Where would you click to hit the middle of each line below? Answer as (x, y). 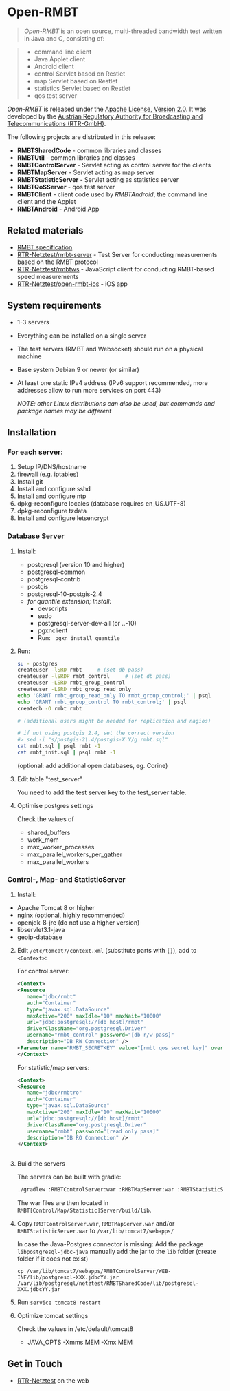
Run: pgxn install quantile (79, 637)
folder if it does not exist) (53, 1259)
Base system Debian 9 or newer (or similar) (78, 369)
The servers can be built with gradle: (69, 1177)
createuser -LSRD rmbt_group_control (71, 683)
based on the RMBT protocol (57, 262)
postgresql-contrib (54, 579)
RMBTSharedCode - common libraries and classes (89, 150)
